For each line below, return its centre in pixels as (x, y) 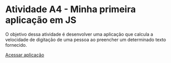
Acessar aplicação (25, 55)
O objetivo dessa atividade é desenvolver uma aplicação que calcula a (79, 34)
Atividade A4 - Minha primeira (71, 9)
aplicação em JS (41, 20)
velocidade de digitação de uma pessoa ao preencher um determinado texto (86, 40)
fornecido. (16, 45)
